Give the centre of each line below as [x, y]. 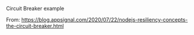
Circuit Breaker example [35, 8]
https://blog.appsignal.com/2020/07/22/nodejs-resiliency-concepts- [105, 20]
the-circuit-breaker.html [35, 26]
